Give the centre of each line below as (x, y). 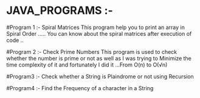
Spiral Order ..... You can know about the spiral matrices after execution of (99, 33)
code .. (15, 40)
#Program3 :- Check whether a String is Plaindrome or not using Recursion (100, 76)
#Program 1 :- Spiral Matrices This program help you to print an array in (96, 27)
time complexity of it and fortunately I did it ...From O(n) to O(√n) (87, 65)
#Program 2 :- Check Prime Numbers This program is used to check (92, 51)
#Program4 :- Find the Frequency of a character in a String (80, 88)
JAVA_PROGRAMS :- (60, 11)
